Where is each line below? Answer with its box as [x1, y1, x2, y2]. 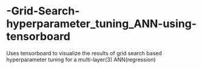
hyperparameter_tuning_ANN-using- [6, 17, 197, 31]
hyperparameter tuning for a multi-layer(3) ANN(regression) [6, 56, 156, 63]
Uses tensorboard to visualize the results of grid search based [6, 49, 163, 56]
